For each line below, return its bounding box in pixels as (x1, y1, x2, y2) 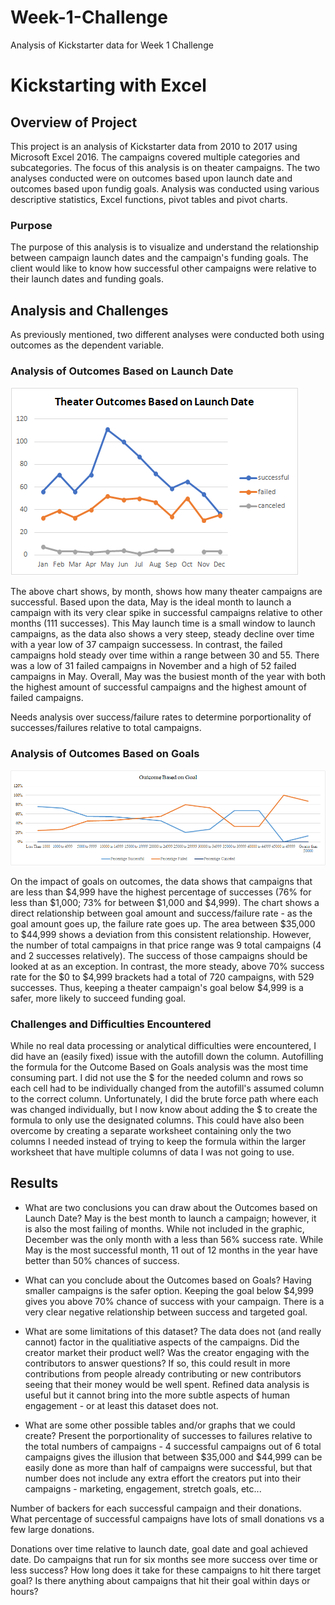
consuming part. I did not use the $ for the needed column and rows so (10, 1072, 304, 1084)
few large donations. (10, 1523, 95, 1535)
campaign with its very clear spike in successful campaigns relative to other (10, 607, 323, 619)
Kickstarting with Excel (10, 74, 207, 97)
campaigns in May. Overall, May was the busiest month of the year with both (10, 671, 326, 683)
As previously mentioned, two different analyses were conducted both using (10, 329, 325, 341)
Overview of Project (10, 114, 138, 131)
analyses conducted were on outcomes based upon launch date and (10, 172, 293, 184)
